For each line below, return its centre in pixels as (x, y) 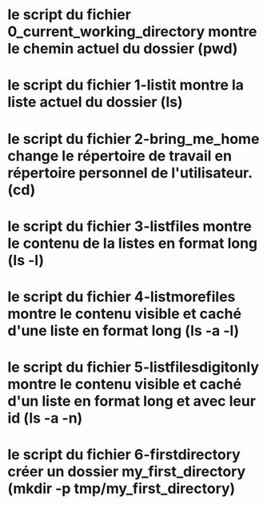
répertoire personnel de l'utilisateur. (130, 173)
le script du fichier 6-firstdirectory (124, 455)
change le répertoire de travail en (120, 155)
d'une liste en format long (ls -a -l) (124, 330)
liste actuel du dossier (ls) (95, 102)
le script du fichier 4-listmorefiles (122, 296)
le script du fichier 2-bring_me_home (133, 139)
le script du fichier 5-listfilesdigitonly (133, 367)
